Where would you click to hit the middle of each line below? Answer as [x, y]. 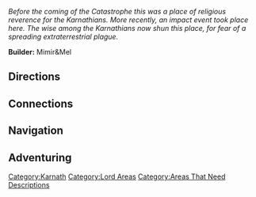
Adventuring [40, 157]
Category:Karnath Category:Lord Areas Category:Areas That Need [117, 176]
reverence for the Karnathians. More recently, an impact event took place [128, 20]
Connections [41, 103]
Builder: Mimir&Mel [40, 52]
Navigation [36, 131]
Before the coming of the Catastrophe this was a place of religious [117, 11]
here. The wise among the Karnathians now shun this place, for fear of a [127, 28]
